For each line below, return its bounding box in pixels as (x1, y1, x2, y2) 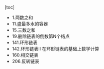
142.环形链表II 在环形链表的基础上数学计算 (12, 46, 99, 51)
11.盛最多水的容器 (12, 21, 48, 26)
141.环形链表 (12, 39, 38, 45)
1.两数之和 (12, 14, 33, 20)
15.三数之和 (12, 27, 36, 33)
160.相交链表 (12, 52, 39, 58)
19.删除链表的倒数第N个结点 (12, 33, 70, 39)
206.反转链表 (12, 58, 40, 64)
